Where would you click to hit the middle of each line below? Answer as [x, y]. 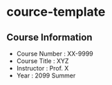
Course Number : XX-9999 [55, 53]
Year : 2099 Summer [46, 75]
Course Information [49, 37]
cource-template [56, 12]
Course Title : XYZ [43, 61]
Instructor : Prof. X [43, 68]
